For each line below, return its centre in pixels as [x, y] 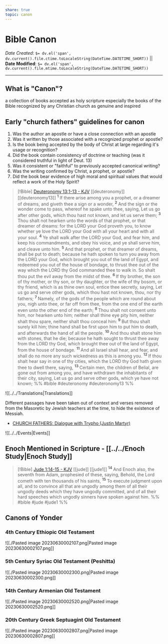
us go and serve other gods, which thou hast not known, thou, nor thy [89, 292]
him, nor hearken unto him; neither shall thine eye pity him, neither [85, 315]
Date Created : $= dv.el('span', [38, 53]
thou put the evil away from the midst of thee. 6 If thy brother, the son [89, 276]
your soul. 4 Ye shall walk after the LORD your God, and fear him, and [88, 237]
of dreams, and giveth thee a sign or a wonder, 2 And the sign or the [87, 203]
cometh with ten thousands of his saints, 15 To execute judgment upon [90, 480]
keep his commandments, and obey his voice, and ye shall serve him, [89, 243]
